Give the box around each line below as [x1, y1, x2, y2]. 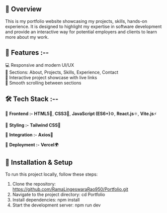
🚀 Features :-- [5, 48, 49, 57]
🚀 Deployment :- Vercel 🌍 [5, 142, 59, 148]
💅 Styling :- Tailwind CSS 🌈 [5, 122, 61, 128]
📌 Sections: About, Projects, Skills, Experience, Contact [5, 69, 118, 75]
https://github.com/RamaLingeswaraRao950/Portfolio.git [12, 186, 128, 192]
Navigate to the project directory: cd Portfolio [12, 192, 105, 198]
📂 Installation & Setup [5, 158, 73, 167]
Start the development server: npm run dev [12, 202, 101, 208]
